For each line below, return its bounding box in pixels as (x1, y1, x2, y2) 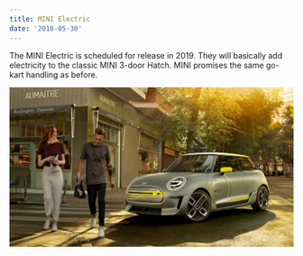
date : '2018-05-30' (9, 23, 83, 33)
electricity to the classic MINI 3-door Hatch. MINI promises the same (9, 59, 264, 70)
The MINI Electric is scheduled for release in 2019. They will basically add (9, 50, 282, 60)
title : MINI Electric (9, 14, 91, 23)
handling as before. (25, 69, 98, 80)
